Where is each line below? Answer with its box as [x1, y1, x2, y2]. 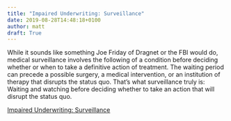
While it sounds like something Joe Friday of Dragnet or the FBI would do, [7, 48, 218, 57]
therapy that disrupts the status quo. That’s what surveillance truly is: [7, 77, 205, 86]
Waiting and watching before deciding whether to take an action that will [7, 85, 215, 93]
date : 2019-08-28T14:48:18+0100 [7, 17, 101, 24]
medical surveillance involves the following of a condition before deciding [7, 56, 218, 64]
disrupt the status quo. [7, 93, 72, 101]
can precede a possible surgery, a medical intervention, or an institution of [7, 71, 221, 79]
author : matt [7, 23, 45, 30]
